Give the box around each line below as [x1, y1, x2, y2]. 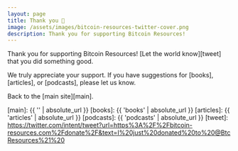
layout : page [7, 10, 46, 18]
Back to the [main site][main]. [7, 92, 94, 101]
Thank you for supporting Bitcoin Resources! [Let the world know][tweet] [7, 50, 222, 58]
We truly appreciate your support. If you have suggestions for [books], [7, 71, 214, 79]
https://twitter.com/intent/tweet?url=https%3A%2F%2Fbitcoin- [7, 121, 193, 130]
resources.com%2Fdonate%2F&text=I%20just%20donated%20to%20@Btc [7, 128, 231, 137]
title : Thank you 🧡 [7, 17, 65, 24]
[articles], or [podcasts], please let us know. [7, 79, 136, 87]
